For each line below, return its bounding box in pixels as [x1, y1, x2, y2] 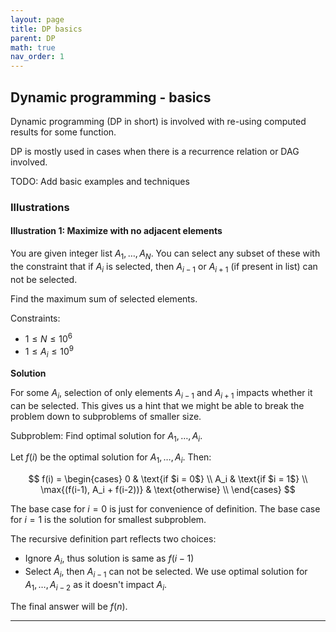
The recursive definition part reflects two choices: [10, 533, 217, 545]
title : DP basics [10, 24, 83, 34]
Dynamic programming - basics [10, 89, 212, 106]
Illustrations [10, 200, 70, 214]
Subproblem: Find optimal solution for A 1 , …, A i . [10, 429, 203, 444]
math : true [10, 42, 56, 53]
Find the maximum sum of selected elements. [10, 292, 198, 305]
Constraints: [10, 312, 61, 324]
